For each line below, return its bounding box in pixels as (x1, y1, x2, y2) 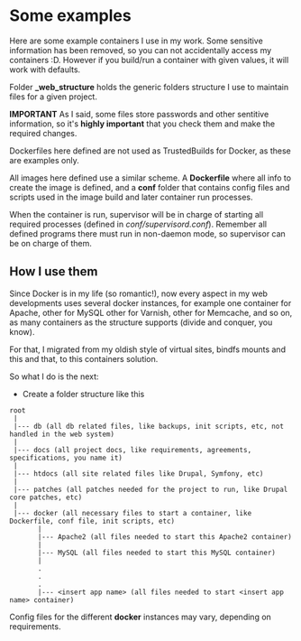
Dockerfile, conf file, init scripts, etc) (9, 516, 176, 525)
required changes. (9, 127, 78, 138)
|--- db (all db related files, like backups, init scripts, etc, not (13, 422, 284, 431)
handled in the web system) (9, 430, 115, 439)
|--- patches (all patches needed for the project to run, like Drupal (13, 485, 288, 494)
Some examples (9, 5, 132, 26)
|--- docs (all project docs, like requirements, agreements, (13, 445, 252, 454)
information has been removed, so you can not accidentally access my (9, 44, 272, 55)
